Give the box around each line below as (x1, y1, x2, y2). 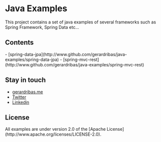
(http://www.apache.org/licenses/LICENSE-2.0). (5, 131, 102, 137)
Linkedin (12, 99, 30, 105)
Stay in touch (5, 76, 46, 84)
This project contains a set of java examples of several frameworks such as (5, 19, 157, 25)
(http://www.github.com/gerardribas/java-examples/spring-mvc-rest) (5, 61, 144, 67)
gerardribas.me (12, 89, 43, 95)
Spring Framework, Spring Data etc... (5, 24, 79, 30)
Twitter (12, 94, 27, 100)
